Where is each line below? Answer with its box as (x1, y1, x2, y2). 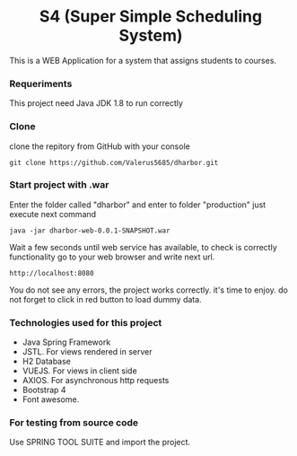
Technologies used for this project (9, 316, 162, 329)
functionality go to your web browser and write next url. (9, 251, 215, 262)
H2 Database (22, 356, 72, 367)
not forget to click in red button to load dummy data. (9, 294, 202, 304)
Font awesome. (22, 394, 80, 405)
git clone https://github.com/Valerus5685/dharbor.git (9, 158, 219, 167)
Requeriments (9, 77, 73, 90)
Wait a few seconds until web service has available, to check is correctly (9, 241, 278, 252)
